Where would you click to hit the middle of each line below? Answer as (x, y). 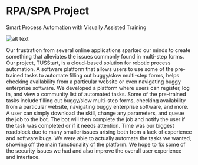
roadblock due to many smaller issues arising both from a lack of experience (99, 132)
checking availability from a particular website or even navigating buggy (94, 82)
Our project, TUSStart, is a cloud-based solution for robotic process (88, 63)
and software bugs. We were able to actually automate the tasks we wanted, (99, 138)
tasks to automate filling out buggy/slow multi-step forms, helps (102, 75)
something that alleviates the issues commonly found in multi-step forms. (95, 56)
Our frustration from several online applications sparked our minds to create (98, 50)
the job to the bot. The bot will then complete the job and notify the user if (96, 119)
